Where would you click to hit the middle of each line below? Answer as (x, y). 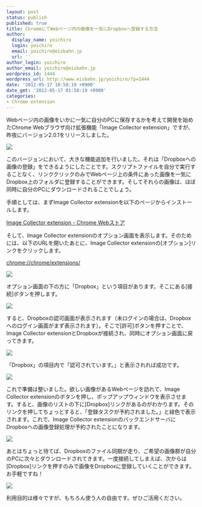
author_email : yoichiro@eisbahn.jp (51, 68)
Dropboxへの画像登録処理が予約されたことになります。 (75, 427)
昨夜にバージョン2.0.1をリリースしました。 (59, 135)
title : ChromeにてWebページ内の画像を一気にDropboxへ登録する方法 (82, 29)
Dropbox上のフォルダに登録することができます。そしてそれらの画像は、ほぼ (101, 181)
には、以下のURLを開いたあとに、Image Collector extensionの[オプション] (99, 243)
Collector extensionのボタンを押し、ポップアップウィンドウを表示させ (94, 396)
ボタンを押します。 (37, 294)
